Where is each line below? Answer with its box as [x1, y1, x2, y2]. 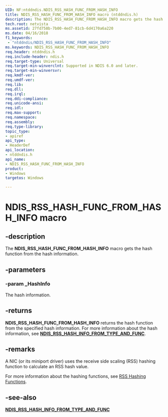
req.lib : [5, 82, 24, 87]
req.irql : [5, 91, 26, 96]
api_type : [5, 138, 26, 143]
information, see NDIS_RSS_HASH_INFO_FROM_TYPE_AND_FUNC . [5, 330, 146, 337]
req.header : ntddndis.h [5, 49, 55, 54]
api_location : [5, 148, 35, 153]
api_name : [5, 157, 26, 162]
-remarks [5, 345, 35, 354]
